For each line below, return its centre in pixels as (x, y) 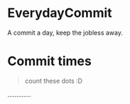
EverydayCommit (60, 13)
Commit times (50, 61)
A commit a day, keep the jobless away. (65, 33)
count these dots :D (54, 81)
